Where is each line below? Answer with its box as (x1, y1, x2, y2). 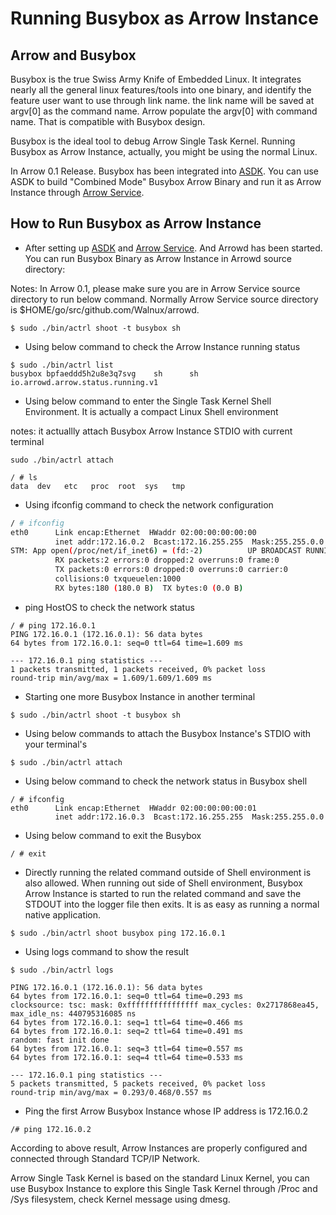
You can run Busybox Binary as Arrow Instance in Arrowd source (24, 252, 292, 264)
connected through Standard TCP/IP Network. (10, 1152, 201, 1164)
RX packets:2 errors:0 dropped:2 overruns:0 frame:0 (54, 555, 280, 566)
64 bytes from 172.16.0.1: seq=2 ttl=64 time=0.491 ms (10, 1026, 244, 1036)
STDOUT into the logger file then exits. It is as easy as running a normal (24, 898, 320, 910)
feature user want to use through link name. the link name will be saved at (10, 95, 315, 106)
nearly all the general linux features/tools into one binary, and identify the (10, 84, 312, 96)
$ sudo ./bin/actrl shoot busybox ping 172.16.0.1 (10, 928, 226, 938)
